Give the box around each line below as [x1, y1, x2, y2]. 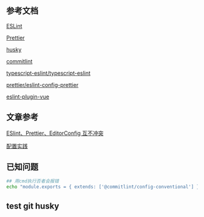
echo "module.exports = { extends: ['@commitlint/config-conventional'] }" [6, 184, 202, 190]
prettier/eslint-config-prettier [6, 81, 79, 88]
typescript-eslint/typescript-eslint [6, 69, 91, 77]
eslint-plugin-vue [6, 93, 50, 100]
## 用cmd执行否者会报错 [6, 178, 59, 184]
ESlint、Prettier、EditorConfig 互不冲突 [6, 129, 104, 137]
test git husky [6, 201, 59, 211]
